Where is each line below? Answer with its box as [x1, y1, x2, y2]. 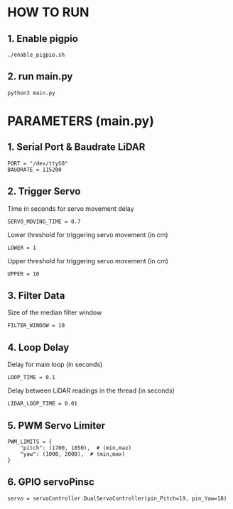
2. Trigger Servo [7, 185, 81, 197]
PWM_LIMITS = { [7, 438, 53, 446]
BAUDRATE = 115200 [7, 166, 62, 173]
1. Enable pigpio [7, 33, 78, 45]
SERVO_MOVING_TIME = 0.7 [7, 218, 81, 225]
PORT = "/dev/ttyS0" [7, 160, 69, 167]
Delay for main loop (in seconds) [7, 360, 103, 369]
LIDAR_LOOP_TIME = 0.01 [7, 400, 78, 407]
